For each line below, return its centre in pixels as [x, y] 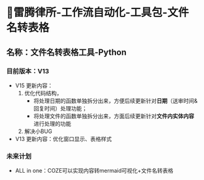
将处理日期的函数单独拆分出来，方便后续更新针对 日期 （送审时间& [115, 101]
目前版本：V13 [28, 71]
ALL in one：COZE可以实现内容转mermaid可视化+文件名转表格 [94, 171]
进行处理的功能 [52, 123]
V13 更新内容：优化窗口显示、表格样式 [63, 139]
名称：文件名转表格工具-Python [67, 52]
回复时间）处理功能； [60, 108]
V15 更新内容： [34, 85]
